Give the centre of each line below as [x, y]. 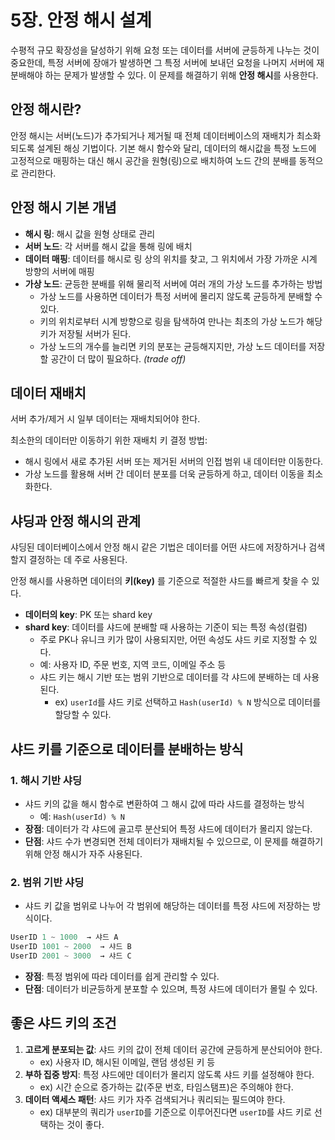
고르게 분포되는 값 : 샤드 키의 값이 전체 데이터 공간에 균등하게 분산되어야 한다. [173, 1049]
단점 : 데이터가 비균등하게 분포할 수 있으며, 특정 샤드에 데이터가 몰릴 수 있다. [171, 988]
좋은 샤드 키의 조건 [63, 1023]
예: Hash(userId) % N [82, 816]
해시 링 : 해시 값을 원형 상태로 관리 [90, 233]
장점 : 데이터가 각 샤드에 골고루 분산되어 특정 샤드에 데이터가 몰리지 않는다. [168, 828]
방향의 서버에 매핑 [59, 271]
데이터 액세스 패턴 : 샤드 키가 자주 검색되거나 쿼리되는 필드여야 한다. [155, 1099]
